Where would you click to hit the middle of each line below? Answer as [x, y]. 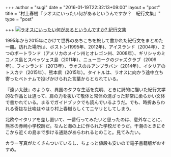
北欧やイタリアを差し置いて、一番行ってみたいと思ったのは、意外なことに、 [85, 120]
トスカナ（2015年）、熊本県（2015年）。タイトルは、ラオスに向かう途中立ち [84, 72]
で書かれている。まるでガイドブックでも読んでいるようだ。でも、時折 [79, 102]
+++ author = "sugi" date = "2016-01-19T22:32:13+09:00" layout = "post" [83, 7]
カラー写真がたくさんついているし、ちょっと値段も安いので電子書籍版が [81, 143]
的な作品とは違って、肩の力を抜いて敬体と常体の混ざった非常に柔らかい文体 [85, 96]
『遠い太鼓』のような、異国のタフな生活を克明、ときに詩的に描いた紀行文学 [85, 89]
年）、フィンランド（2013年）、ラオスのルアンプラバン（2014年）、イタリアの [85, 66]
